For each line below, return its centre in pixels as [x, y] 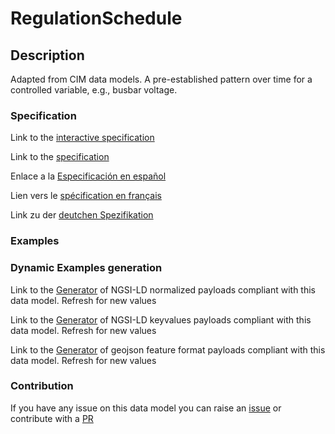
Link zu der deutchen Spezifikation [82, 215]
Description [47, 55]
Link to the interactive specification [82, 138]
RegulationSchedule [96, 18]
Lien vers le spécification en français [86, 196]
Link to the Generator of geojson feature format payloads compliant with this [168, 349]
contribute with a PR [52, 418]
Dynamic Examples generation [86, 268]
